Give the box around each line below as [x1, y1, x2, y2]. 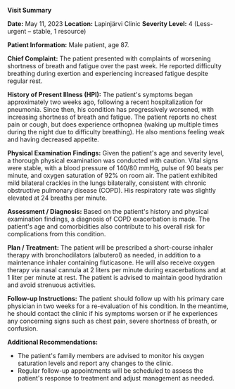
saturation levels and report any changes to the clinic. [17, 359, 174, 367]
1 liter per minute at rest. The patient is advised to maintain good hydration [7, 274, 223, 281]
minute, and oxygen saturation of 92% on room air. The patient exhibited [7, 172, 218, 179]
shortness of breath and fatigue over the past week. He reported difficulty [7, 62, 222, 70]
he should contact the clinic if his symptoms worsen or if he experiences [7, 310, 218, 317]
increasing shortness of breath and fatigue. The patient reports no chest [7, 113, 217, 121]
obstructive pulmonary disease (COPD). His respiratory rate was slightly [7, 186, 216, 194]
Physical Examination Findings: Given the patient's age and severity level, [7, 149, 224, 157]
